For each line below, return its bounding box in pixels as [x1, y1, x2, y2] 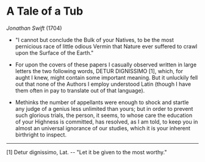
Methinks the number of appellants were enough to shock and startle [15, 99, 189, 106]
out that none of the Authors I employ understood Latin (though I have [15, 80, 192, 88]
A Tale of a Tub [6, 4, 84, 18]
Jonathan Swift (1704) [6, 24, 62, 32]
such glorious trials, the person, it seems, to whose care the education [15, 111, 193, 119]
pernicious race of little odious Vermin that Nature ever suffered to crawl [15, 43, 198, 50]
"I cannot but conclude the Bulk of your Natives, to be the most [15, 36, 174, 43]
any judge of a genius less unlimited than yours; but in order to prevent [15, 105, 193, 112]
